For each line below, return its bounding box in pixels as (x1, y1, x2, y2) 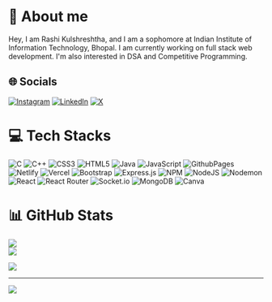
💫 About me (8, 7, 89, 26)
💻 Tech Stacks (8, 126, 112, 145)
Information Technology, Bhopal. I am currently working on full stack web (8, 42, 253, 52)
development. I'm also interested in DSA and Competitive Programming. (8, 51, 249, 61)
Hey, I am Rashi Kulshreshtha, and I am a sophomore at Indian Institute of (8, 34, 253, 44)
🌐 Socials (8, 75, 58, 88)
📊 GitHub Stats (8, 206, 114, 224)
